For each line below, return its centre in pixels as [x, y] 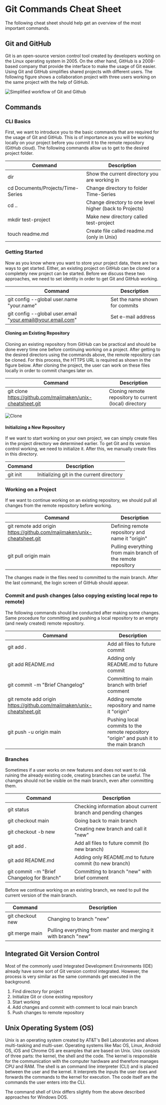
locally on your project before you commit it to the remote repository [75, 143]
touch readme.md [28, 234]
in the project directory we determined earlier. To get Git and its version [78, 444]
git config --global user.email [42, 314]
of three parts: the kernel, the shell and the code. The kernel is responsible [81, 1056]
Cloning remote [127, 391]
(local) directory [128, 403]
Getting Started [24, 252]
